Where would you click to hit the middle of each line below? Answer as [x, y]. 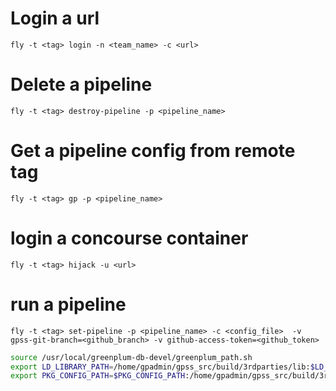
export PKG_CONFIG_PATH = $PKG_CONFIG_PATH [98, 376]
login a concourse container [129, 238]
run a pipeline [68, 304]
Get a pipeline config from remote [153, 151]
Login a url [55, 18]
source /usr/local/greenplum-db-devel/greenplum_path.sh [131, 357]
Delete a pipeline [81, 84]
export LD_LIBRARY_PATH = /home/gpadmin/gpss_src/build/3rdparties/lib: [160, 367]
